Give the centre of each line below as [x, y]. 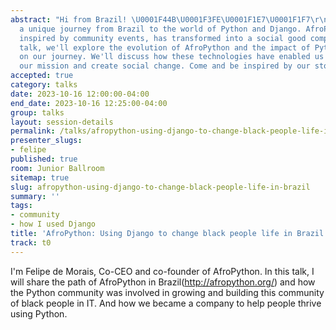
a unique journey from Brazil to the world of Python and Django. [160, 29]
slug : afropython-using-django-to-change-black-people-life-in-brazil [160, 187]
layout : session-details [62, 122]
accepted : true [42, 76]
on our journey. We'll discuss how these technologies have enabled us [172, 57]
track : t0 [31, 242]
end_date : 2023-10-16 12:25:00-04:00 [89, 103]
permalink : [33, 131]
